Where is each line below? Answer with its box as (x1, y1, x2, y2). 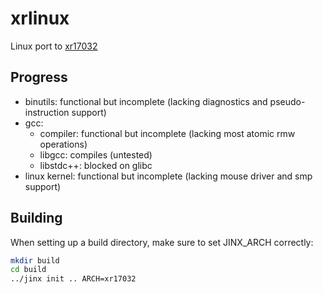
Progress (10, 69, 68, 86)
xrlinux (10, 7, 70, 30)
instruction (24, 106, 70, 118)
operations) (39, 138, 88, 150)
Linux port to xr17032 (10, 40, 98, 52)
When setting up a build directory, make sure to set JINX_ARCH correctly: (10, 236, 314, 248)
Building (10, 210, 63, 227)
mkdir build (10, 255, 60, 266)
